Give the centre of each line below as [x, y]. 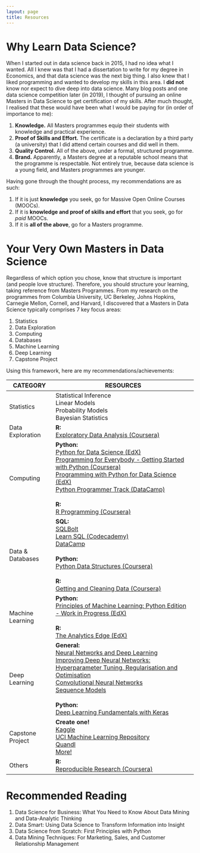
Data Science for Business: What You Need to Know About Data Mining [102, 812]
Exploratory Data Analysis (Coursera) [107, 435]
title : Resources [28, 17]
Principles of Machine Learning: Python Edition [121, 606]
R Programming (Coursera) [93, 512]
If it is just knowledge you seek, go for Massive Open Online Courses [100, 199]
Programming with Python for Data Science [116, 475]
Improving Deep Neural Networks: [103, 660]
